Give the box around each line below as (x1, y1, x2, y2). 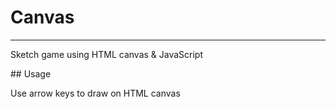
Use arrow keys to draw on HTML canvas (10, 87, 181, 99)
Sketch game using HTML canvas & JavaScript (10, 48, 204, 60)
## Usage (10, 67, 52, 80)
